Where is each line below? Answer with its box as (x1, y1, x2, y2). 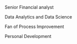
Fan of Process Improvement (4, 23, 64, 29)
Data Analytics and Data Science (4, 14, 72, 19)
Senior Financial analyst (4, 4, 54, 10)
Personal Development (4, 33, 51, 39)
